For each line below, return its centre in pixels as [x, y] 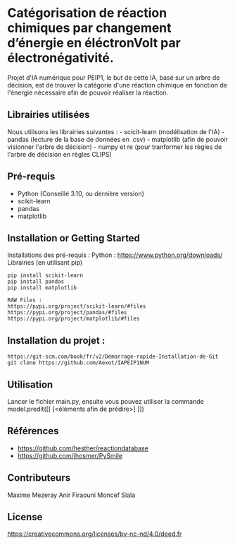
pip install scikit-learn [45, 276]
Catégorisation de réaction [87, 13]
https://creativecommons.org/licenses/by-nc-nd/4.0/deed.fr [95, 534]
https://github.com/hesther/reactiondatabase [83, 448]
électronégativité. [61, 58]
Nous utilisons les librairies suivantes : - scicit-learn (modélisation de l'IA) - [116, 131]
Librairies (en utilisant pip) [45, 263]
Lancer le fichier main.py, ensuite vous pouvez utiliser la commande [106, 401]
